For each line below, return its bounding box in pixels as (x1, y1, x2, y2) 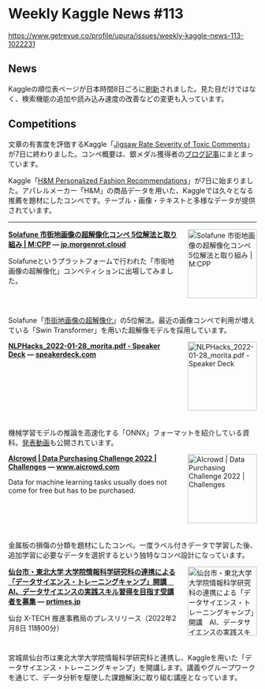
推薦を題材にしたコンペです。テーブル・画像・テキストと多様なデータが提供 (8, 195, 256, 205)
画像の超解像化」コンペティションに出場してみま (8, 266, 167, 275)
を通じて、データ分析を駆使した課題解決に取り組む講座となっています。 (8, 672, 242, 682)
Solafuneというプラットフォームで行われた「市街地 (8, 256, 175, 265)
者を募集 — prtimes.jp (8, 597, 81, 606)
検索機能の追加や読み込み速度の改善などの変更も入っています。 (21, 94, 229, 103)
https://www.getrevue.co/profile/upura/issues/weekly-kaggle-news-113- (8, 31, 244, 40)
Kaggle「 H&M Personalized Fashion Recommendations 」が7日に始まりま (8, 175, 247, 185)
